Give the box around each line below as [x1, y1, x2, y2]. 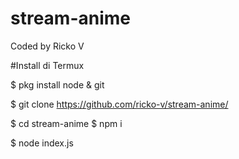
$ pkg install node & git [10, 78, 105, 91]
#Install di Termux [10, 59, 85, 71]
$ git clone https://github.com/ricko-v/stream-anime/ [10, 98, 229, 110]
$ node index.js [10, 137, 74, 149]
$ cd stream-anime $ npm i [10, 117, 123, 129]
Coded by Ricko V [10, 40, 85, 52]
